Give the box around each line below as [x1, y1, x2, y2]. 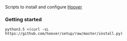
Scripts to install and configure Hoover [5, 4, 83, 10]
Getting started [5, 16, 42, 23]
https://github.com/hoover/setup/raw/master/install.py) [5, 31, 123, 36]
